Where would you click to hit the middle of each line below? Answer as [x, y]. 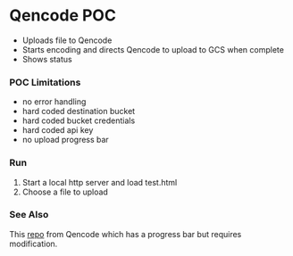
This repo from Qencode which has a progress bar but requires [126, 234]
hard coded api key [58, 130]
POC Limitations [45, 82]
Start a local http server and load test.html [100, 182]
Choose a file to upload [65, 192]
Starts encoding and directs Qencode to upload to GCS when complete [153, 49]
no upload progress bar [65, 140]
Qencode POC [63, 16]
